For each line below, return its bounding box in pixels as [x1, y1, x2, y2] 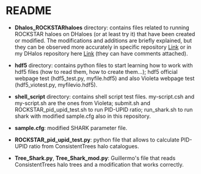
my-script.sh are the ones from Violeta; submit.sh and [14, 99, 151, 107]
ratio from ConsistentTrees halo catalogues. [29, 142, 139, 150]
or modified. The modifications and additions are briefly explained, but [14, 37, 192, 44]
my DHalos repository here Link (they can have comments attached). [14, 49, 188, 57]
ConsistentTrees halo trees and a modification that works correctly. [14, 161, 184, 168]
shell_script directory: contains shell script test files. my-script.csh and [14, 93, 195, 100]
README [5, 4, 52, 18]
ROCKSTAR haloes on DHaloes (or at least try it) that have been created [14, 30, 196, 37]
